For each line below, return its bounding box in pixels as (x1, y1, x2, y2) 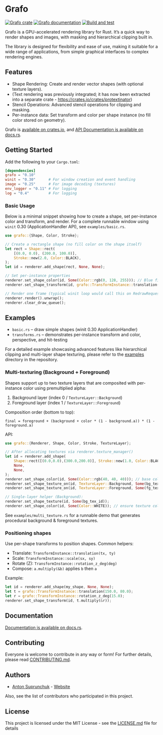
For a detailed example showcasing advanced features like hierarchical (5, 347, 147, 352)
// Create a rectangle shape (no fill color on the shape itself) (5, 242, 142, 247)
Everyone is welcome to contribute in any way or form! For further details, (5, 651, 153, 658)
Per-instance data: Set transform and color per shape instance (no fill (12, 112, 151, 118)
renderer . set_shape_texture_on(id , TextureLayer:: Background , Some (5, 481, 145, 486)
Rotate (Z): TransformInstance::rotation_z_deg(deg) (12, 561, 117, 567)
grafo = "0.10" (5, 173, 36, 178)
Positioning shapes (5, 530, 51, 536)
